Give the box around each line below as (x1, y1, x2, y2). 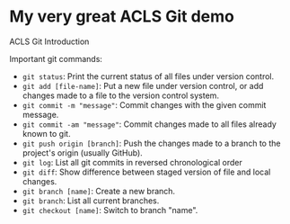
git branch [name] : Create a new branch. (22, 185, 176, 196)
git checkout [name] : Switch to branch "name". (22, 204, 198, 215)
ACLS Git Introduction (9, 36, 90, 47)
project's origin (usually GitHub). (22, 147, 144, 158)
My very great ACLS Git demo (9, 6, 235, 27)
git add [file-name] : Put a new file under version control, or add (22, 80, 264, 91)
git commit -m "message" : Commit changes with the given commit (22, 99, 267, 110)
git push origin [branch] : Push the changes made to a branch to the (22, 138, 281, 148)
